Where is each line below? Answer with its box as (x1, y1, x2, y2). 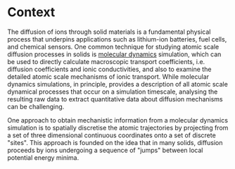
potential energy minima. (7, 153, 80, 162)
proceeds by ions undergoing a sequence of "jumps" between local (7, 146, 203, 154)
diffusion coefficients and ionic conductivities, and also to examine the (7, 65, 212, 73)
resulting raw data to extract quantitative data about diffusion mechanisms (7, 94, 223, 103)
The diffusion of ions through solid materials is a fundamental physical (7, 27, 211, 36)
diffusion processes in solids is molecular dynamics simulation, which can (7, 50, 222, 58)
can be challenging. (7, 102, 65, 111)
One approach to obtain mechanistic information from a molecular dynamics (7, 115, 229, 124)
